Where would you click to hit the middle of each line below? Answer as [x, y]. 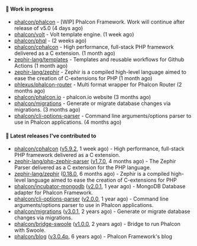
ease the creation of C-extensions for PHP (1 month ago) [83, 78]
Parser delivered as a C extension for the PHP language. [83, 168]
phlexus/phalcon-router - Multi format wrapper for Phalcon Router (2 [98, 85]
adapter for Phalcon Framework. [53, 193]
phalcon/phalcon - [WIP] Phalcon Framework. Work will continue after [99, 22]
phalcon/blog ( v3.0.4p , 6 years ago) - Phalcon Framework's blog [93, 237]
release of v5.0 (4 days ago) [49, 28]
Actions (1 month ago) [41, 66]
